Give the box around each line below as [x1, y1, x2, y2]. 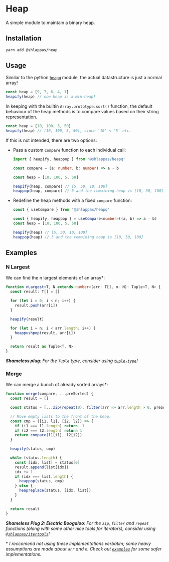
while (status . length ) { [10, 455, 62, 461]
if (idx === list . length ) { [15, 474, 73, 479]
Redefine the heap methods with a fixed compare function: [13, 197, 132, 203]
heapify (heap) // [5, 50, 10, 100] [13, 230, 88, 235]
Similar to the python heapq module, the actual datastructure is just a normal [6, 75, 162, 81]
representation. [6, 114, 37, 120]
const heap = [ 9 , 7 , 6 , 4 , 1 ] [6, 90, 69, 95]
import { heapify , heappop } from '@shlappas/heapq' [13, 156, 126, 162]
